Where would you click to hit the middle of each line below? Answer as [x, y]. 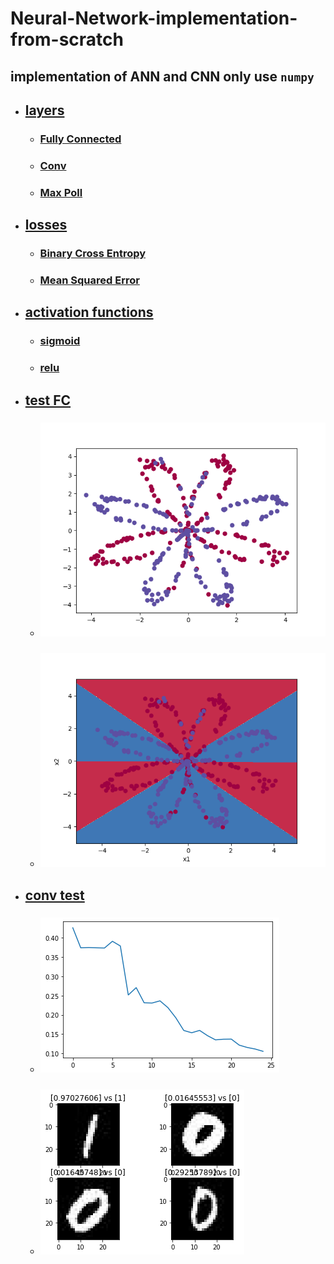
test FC [48, 400]
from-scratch [67, 39]
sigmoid [60, 341]
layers [44, 110]
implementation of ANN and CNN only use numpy [162, 76]
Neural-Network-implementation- [154, 18]
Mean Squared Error [89, 280]
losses [46, 225]
